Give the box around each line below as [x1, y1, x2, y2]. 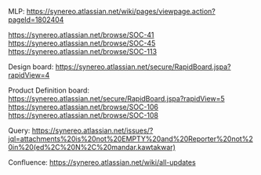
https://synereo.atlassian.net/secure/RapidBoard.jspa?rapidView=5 [8, 94, 225, 103]
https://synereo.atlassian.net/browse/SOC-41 [8, 31, 154, 39]
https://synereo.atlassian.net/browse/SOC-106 [8, 102, 159, 111]
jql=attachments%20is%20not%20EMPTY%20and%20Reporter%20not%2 [8, 134, 253, 144]
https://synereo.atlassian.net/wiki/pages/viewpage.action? [26, 7, 216, 16]
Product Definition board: [8, 86, 90, 95]
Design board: [8, 62, 54, 71]
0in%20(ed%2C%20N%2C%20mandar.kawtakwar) [8, 143, 176, 151]
